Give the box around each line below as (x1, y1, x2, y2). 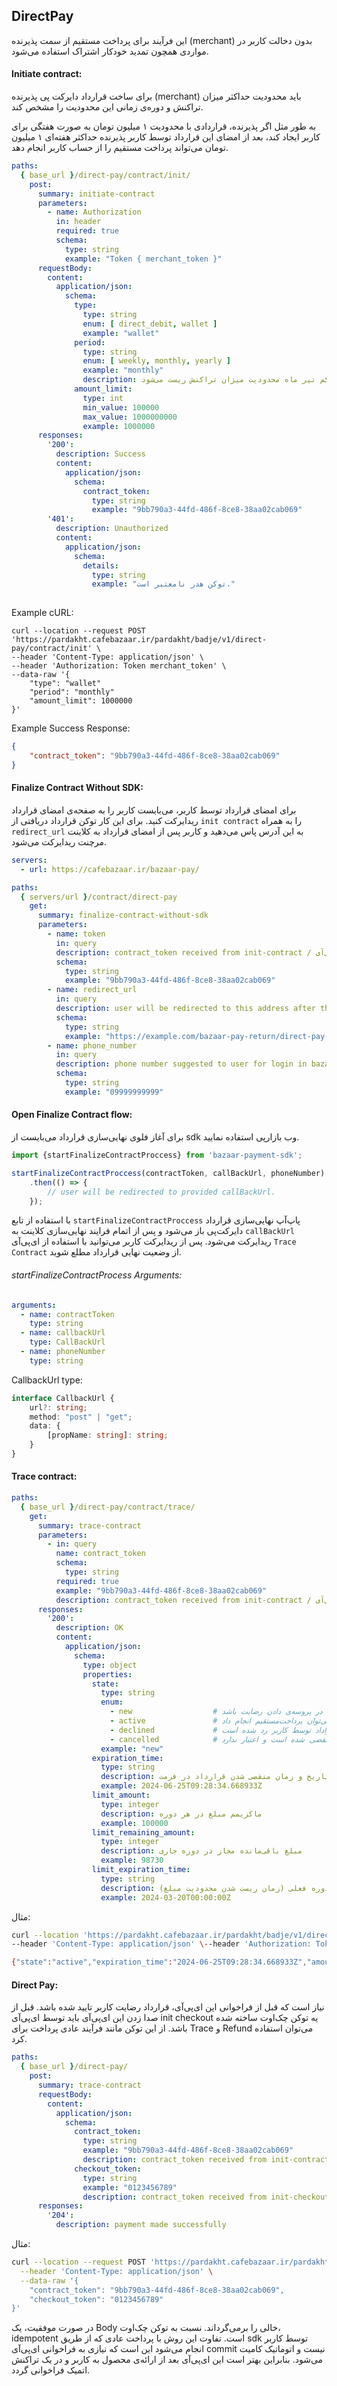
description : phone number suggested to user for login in (55, 1059, 308, 1069)
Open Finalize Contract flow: (11, 1109, 133, 1121)
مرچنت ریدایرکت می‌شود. (11, 835, 108, 848)
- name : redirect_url (47, 985, 138, 995)
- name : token (47, 929, 106, 939)
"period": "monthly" (29, 687, 115, 698)
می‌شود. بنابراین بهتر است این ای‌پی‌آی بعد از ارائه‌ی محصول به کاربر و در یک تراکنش (11, 2354, 324, 2366)
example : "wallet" (82, 328, 160, 338)
